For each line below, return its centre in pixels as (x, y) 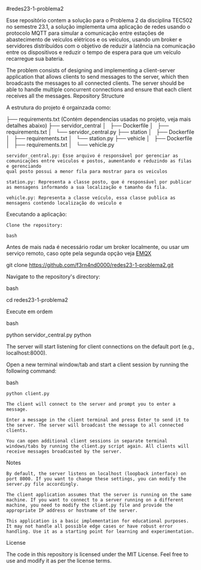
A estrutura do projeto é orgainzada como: (59, 107)
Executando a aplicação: (37, 214)
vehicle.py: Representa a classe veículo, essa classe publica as (91, 198)
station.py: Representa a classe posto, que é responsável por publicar (99, 182)
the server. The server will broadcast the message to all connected (95, 425)
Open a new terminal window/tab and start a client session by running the (97, 364)
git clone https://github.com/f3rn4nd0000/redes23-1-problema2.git (90, 265)
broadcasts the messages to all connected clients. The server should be (95, 83)
